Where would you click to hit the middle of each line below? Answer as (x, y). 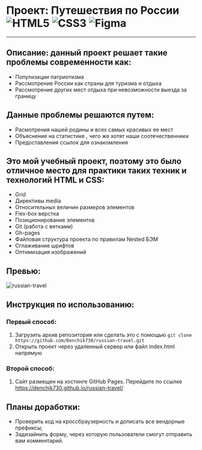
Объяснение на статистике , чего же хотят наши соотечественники (102, 136)
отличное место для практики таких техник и (96, 170)
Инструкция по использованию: (70, 305)
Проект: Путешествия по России (93, 11)
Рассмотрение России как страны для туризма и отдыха (88, 83)
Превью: (23, 271)
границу (26, 96)
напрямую (28, 352)
